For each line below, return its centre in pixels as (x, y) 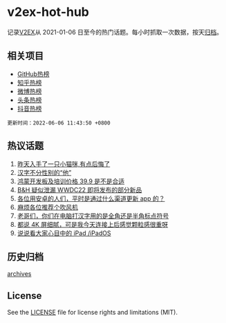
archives (19, 274)
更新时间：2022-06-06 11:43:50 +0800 (59, 123)
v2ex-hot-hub (48, 12)
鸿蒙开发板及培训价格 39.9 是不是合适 (71, 181)
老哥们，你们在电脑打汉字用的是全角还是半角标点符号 (93, 216)
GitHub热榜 (33, 74)
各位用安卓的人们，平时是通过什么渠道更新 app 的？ (91, 199)
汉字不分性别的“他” (44, 172)
